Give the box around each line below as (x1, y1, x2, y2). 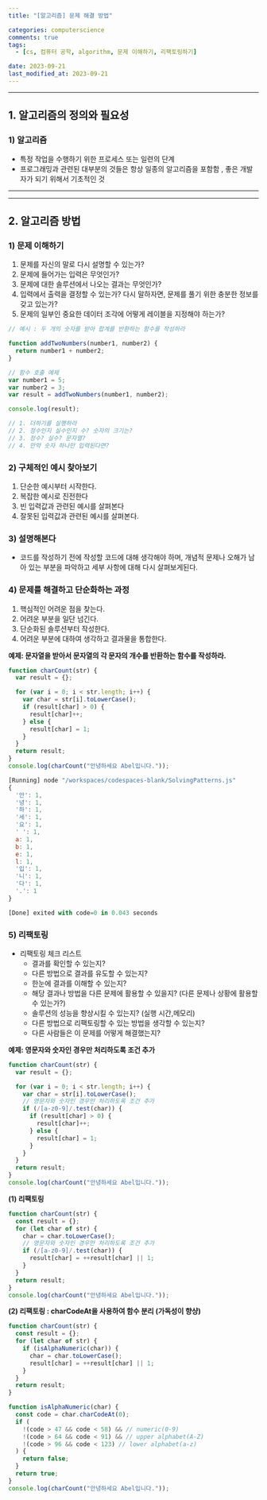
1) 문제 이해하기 (8, 240, 64, 251)
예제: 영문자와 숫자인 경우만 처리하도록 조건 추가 (8, 1045, 156, 1054)
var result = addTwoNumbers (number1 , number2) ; (8, 391, 169, 399)
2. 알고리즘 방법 (8, 214, 81, 227)
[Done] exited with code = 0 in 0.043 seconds (8, 909, 158, 917)
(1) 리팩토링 (8, 1193, 44, 1204)
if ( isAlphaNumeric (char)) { (22, 1344, 119, 1353)
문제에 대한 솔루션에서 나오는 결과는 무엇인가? (19, 280, 162, 289)
